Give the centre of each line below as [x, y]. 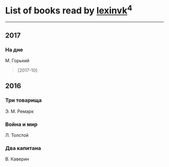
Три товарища [23, 100]
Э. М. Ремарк [20, 111]
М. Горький [17, 60]
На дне [14, 50]
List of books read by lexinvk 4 [69, 10]
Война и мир [21, 124]
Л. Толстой [17, 135]
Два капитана [23, 148]
